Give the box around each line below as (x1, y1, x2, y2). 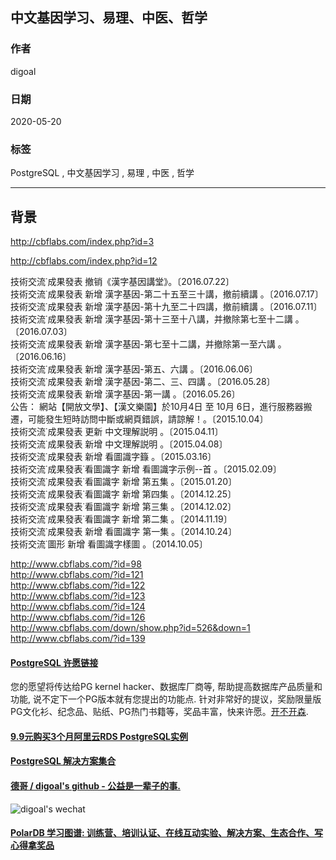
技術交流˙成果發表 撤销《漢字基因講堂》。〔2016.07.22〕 (10, 276, 235, 288)
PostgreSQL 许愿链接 (10, 656, 99, 668)
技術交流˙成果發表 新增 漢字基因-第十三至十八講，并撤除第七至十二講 (10, 313, 293, 325)
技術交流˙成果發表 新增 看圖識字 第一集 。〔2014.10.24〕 (10, 526, 238, 538)
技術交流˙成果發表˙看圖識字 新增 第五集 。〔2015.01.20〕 (10, 476, 238, 488)
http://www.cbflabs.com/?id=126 (10, 611, 146, 623)
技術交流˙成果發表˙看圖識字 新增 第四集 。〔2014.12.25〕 (10, 488, 237, 500)
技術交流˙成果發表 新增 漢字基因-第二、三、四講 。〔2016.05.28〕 (10, 376, 276, 388)
